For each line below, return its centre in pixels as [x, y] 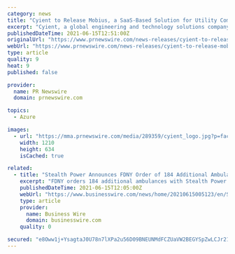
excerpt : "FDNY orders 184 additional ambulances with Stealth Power [123, 182]
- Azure [25, 117]
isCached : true [42, 156]
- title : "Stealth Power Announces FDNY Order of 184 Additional [111, 175]
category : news [29, 14]
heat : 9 [19, 66]
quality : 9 [23, 59]
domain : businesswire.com [63, 220]
